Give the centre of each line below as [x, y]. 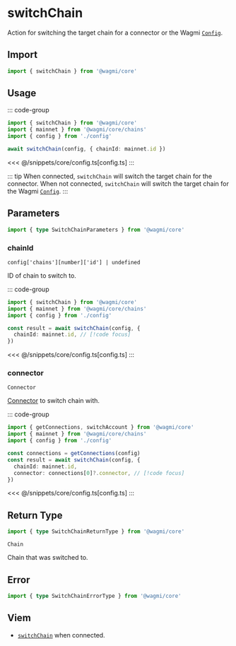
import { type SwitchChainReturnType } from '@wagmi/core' [96, 532]
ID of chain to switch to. [42, 275]
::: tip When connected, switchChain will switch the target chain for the [110, 176]
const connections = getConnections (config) [74, 454]
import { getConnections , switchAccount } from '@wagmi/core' [101, 428]
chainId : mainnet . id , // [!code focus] [72, 335]
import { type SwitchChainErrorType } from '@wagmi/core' [94, 596]
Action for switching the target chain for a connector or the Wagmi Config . [115, 33]
